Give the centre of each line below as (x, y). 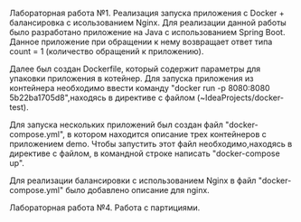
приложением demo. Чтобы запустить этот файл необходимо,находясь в (151, 144)
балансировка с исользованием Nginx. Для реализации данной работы (148, 23)
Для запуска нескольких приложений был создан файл (117, 125)
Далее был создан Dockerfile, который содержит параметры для (135, 69)
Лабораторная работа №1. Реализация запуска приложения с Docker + (147, 13)
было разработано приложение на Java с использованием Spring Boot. (147, 32)
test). (19, 107)
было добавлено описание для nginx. (137, 190)
